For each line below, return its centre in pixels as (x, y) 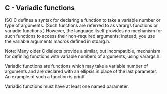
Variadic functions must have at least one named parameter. (67, 86)
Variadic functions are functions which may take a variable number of (77, 66)
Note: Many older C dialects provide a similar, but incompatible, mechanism (83, 51)
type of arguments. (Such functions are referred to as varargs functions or (82, 25)
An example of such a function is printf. (46, 76)
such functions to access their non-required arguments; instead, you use (80, 36)
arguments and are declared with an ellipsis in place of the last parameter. (81, 71)
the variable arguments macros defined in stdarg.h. (58, 41)
